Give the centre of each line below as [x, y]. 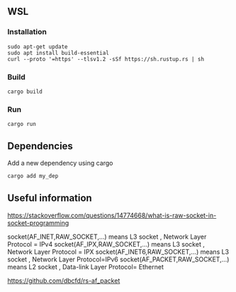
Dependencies [40, 146]
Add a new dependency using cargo [60, 163]
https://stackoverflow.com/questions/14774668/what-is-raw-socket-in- [112, 215]
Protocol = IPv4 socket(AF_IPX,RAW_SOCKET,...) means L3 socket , [106, 244]
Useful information [50, 198]
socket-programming [38, 222]
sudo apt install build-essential [58, 53]
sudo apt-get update [38, 47]
